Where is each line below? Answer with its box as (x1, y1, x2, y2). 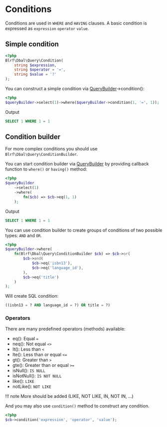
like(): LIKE (12, 378, 34, 384)
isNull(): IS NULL (12, 367, 46, 374)
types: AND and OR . (5, 232, 42, 239)
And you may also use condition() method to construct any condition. (5, 403, 150, 409)
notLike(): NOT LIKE (12, 383, 51, 389)
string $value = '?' (14, 72, 57, 77)
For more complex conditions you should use (5, 146, 98, 152)
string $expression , (14, 63, 57, 68)
